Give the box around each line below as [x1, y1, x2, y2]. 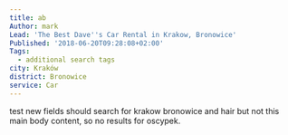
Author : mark [9, 22, 59, 31]
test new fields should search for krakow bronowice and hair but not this [9, 105, 280, 116]
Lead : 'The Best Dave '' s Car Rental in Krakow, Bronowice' [9, 30, 237, 39]
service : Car [9, 81, 59, 90]
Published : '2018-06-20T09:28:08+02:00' [9, 38, 165, 48]
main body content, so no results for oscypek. [9, 115, 181, 126]
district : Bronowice [9, 72, 88, 82]
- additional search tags [17, 55, 116, 64]
